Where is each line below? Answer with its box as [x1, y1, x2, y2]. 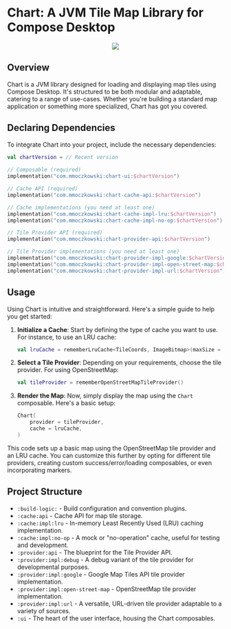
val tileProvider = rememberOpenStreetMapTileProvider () [16, 379, 184, 386]
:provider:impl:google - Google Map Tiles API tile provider [16, 570, 185, 578]
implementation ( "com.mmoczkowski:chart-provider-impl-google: [7, 255, 189, 262]
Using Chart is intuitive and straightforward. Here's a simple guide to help [7, 305, 215, 313]
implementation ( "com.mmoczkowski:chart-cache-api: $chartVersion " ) [7, 192, 201, 198]
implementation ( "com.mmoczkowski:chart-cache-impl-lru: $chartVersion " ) [7, 210, 217, 218]
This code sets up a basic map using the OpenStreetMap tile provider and [7, 444, 217, 452]
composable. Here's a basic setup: [16, 399, 115, 407]
